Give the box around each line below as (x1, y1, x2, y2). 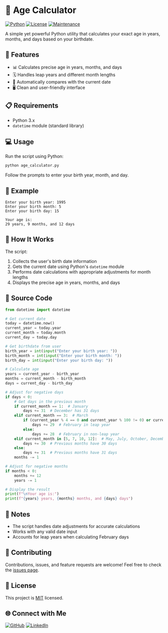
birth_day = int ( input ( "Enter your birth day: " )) (5, 357, 113, 363)
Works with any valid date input (12, 528, 77, 534)
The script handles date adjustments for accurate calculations (12, 523, 140, 529)
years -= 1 (14, 477, 37, 483)
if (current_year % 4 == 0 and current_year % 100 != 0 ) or (23, 417, 151, 423)
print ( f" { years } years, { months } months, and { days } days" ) (5, 496, 133, 501)
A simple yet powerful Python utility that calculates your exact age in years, (5, 30, 160, 36)
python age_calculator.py (5, 163, 59, 168)
